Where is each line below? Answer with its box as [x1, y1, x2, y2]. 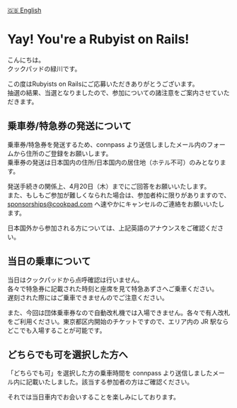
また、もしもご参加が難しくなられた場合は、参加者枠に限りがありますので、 [7, 191, 231, 199]
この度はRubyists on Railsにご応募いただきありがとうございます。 [7, 79, 199, 88]
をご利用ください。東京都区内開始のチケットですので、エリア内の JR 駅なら [7, 317, 229, 326]
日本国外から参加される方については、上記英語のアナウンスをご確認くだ [7, 224, 218, 232]
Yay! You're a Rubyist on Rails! [7, 31, 190, 48]
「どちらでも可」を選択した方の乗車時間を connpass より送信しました [7, 369, 213, 377]
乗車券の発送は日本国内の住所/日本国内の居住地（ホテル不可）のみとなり [7, 158, 221, 166]
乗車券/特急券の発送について [7, 120, 132, 132]
